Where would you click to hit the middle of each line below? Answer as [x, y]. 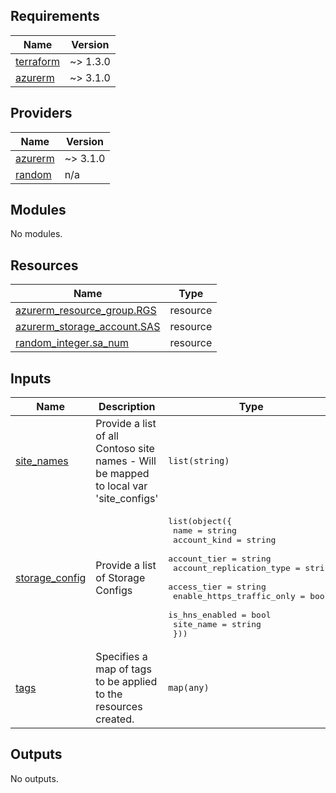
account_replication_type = [237, 568]
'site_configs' [127, 499]
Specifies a [121, 657]
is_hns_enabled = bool [220, 615]
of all [107, 436]
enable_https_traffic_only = [239, 596]
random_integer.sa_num [72, 343]
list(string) [199, 461]
